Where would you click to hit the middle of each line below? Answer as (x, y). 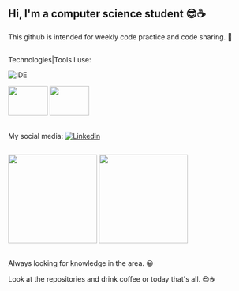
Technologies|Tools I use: (50, 60)
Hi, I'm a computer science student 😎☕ (107, 14)
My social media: (36, 136)
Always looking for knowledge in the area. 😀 (81, 263)
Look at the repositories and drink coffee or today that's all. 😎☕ (112, 279)
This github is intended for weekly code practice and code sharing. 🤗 (120, 37)
